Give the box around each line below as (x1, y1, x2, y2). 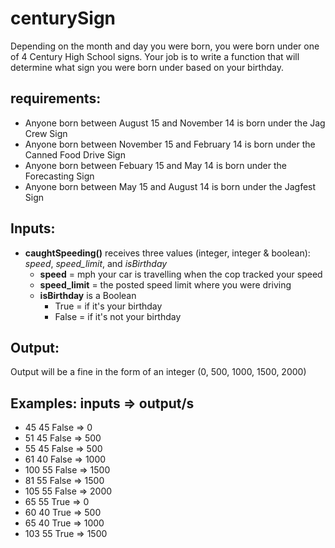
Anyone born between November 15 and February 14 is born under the (24, 138, 316, 150)
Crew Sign (24, 127, 68, 139)
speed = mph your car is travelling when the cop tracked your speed (39, 268, 323, 280)
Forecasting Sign (24, 170, 95, 182)
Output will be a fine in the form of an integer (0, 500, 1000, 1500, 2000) (10, 366, 307, 378)
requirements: (10, 90, 102, 107)
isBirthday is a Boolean (39, 289, 137, 301)
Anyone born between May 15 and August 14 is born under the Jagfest (24, 180, 317, 192)
